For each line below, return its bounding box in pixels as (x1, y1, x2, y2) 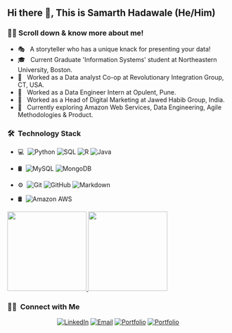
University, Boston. (17, 65, 72, 74)
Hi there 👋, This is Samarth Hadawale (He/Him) (7, 7, 216, 19)
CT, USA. (17, 80, 44, 89)
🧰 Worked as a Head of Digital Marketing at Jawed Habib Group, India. (17, 95, 225, 104)
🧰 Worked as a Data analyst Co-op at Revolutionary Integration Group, (17, 73, 224, 81)
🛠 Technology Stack (7, 128, 82, 138)
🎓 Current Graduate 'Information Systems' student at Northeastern (17, 55, 217, 63)
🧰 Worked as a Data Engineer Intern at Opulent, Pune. (17, 87, 177, 96)
